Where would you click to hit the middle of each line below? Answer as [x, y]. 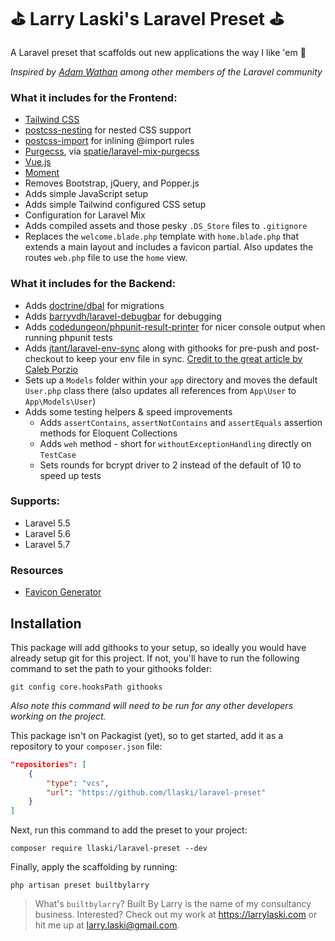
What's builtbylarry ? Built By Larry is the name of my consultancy [173, 904]
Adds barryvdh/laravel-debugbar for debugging [123, 316]
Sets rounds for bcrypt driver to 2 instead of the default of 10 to [170, 465]
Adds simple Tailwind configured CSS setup [115, 205]
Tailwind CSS [52, 120]
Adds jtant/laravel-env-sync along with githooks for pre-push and [160, 348]
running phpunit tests [68, 337]
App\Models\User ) [60, 401]
